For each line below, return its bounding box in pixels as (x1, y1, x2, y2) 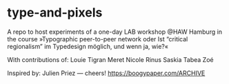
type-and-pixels (7, 5, 103, 21)
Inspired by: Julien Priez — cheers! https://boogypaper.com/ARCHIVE (7, 69, 206, 77)
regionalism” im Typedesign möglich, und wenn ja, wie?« (7, 42, 169, 50)
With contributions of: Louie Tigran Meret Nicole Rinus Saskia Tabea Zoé (7, 55, 214, 63)
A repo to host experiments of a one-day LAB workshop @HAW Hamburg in (7, 28, 223, 36)
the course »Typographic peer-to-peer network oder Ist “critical (7, 34, 188, 43)
